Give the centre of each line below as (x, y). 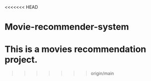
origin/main (102, 74)
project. (21, 60)
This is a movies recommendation (75, 49)
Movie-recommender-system (67, 27)
